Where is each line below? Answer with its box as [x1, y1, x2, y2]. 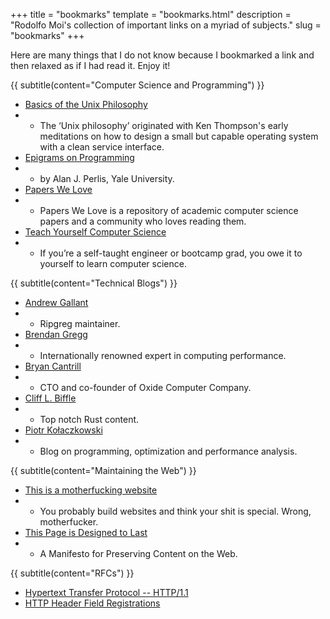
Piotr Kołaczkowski [24, 424, 103, 436]
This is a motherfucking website [24, 484, 158, 496]
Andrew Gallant [24, 297, 89, 308]
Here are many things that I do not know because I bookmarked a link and [10, 49, 315, 61]
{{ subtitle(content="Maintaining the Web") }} [10, 465, 197, 476]
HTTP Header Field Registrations [24, 597, 161, 609]
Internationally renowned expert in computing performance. [39, 350, 287, 361]
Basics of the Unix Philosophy [24, 99, 148, 110]
